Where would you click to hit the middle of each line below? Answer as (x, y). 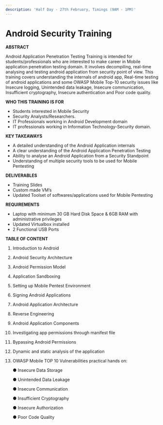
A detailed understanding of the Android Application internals (74, 145)
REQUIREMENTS (23, 205)
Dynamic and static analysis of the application (58, 351)
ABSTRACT (17, 47)
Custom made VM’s (32, 190)
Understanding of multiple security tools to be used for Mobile (75, 161)
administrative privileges (37, 219)
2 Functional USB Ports (36, 229)
